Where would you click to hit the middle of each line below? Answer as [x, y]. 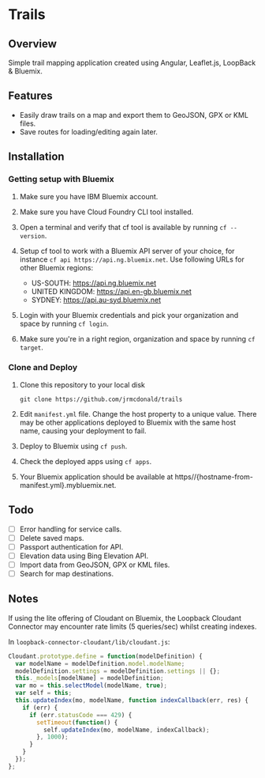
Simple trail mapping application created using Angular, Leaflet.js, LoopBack [132, 62]
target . [31, 347]
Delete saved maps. [52, 538]
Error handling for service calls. [71, 529]
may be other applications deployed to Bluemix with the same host [128, 422]
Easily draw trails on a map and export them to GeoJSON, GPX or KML [134, 115]
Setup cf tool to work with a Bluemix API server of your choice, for [127, 251]
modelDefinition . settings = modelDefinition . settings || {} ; [118, 671]
